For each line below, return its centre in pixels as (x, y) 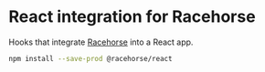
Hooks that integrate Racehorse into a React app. (101, 42)
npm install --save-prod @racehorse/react (90, 58)
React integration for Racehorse (132, 17)
